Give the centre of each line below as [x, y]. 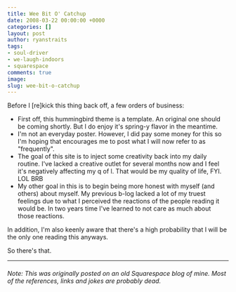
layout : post [26, 33]
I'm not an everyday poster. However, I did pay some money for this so [119, 134]
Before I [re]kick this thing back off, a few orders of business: [96, 105]
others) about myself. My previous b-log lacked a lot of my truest [111, 194]
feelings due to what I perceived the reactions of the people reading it [118, 201]
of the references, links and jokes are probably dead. [84, 281]
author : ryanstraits [38, 40]
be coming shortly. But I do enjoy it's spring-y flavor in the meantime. [117, 126]
